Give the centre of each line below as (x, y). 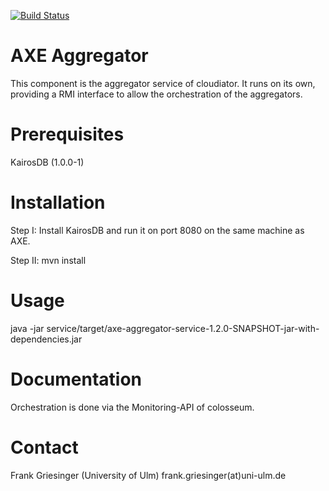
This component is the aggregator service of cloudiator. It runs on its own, (163, 83)
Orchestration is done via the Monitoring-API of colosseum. (132, 407)
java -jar (27, 328)
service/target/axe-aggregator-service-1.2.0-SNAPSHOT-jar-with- (183, 328)
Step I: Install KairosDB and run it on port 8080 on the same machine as (157, 230)
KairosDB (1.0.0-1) (47, 162)
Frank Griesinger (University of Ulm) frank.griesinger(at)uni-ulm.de (148, 475)
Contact (44, 447)
